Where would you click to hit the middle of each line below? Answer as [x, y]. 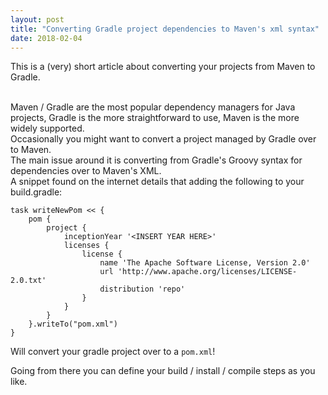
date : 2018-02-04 [46, 38]
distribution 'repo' [142, 289]
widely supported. [47, 128]
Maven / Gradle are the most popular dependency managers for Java [153, 107]
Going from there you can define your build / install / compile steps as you [163, 371]
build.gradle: [36, 192]
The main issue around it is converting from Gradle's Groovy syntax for [156, 160]
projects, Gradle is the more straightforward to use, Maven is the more [155, 118]
